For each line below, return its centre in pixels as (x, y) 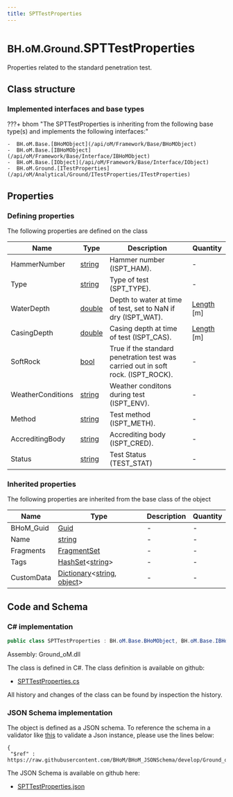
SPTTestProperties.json (51, 787)
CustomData (31, 578)
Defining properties (41, 216)
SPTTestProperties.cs (48, 681)
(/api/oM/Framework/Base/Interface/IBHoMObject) (79, 156)
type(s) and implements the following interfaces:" (78, 131)
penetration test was (143, 357)
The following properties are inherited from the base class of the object (109, 499)
